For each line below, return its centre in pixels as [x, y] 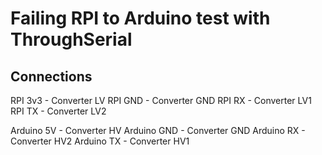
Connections [51, 76]
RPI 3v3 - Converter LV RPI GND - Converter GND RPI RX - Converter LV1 [161, 100]
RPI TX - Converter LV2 [58, 111]
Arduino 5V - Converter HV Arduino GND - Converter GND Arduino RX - [158, 130]
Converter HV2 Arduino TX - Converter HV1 [100, 141]
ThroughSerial [71, 39]
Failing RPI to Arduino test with [140, 18]
